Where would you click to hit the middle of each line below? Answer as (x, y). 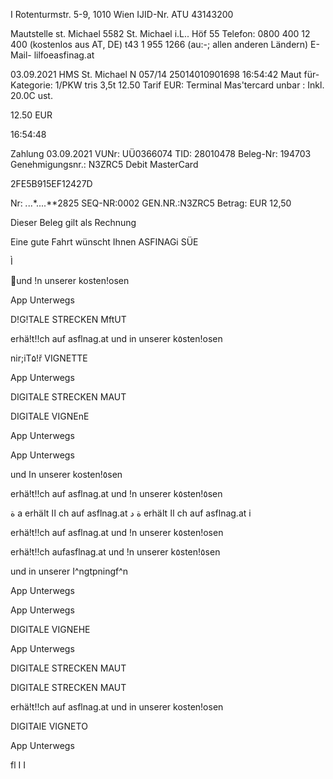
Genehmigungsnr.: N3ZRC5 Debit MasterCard (104, 164)
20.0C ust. (31, 95)
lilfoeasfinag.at (64, 55)
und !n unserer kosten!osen (73, 280)
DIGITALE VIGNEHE (50, 629)
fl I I (18, 765)
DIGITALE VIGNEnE (50, 416)
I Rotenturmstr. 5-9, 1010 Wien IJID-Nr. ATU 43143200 (122, 14)
